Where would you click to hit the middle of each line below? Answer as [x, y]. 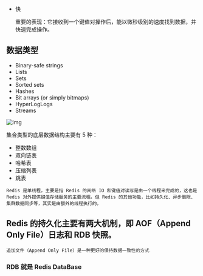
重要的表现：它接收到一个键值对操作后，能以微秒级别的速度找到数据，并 [105, 22]
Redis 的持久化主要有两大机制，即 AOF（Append [98, 224]
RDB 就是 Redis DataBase [44, 267]
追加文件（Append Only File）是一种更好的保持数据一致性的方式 [78, 251]
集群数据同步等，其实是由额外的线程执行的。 [54, 203]
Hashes [25, 91]
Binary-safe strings [39, 65]
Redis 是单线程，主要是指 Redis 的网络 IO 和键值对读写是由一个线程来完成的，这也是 [102, 190]
